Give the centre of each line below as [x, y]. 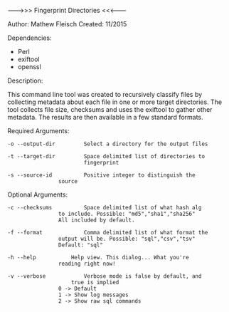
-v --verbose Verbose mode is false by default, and [105, 276]
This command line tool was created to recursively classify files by [105, 94]
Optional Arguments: [38, 194]
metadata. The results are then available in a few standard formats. [106, 117]
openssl [29, 67]
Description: [25, 80]
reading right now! [87, 264]
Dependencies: [30, 38]
